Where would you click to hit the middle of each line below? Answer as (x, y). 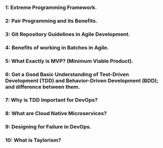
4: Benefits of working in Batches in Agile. (57, 47)
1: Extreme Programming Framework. (51, 7)
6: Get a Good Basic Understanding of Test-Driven (67, 74)
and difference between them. (43, 87)
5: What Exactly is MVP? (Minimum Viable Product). (69, 61)
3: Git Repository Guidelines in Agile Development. (68, 34)
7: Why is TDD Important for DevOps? (52, 100)
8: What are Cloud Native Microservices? (56, 114)
